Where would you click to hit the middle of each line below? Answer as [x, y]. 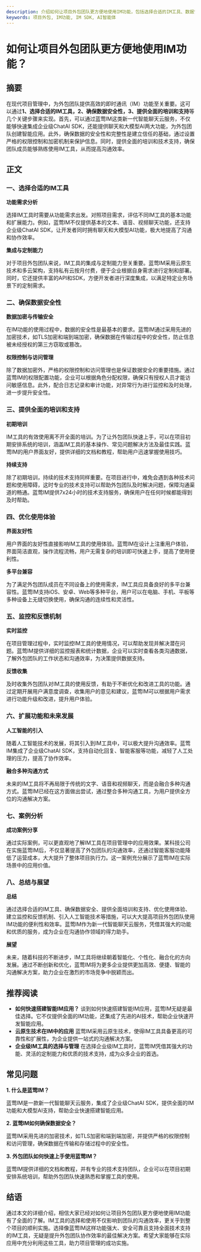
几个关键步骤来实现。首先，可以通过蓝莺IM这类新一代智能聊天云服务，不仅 [98, 118]
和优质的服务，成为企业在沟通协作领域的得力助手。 [69, 932]
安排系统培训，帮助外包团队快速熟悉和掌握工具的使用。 [74, 1176]
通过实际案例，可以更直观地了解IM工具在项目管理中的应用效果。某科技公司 [98, 842]
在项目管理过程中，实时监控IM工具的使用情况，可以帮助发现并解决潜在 [93, 643]
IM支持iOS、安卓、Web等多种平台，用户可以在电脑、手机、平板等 [113, 592]
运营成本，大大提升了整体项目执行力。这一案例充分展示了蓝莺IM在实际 [103, 857]
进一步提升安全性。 [30, 393]
